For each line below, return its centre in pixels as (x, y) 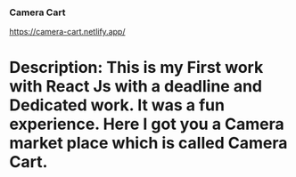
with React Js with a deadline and (136, 87)
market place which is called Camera (148, 143)
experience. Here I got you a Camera (147, 124)
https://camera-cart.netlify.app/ (67, 32)
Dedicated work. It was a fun (117, 105)
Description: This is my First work (136, 68)
